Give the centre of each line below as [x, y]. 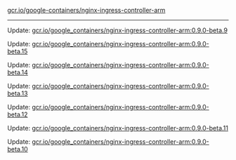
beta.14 [18, 72]
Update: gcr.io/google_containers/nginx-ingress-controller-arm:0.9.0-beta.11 [118, 128]
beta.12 [18, 114]
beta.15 [18, 51]
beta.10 [18, 149]
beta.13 [18, 93]
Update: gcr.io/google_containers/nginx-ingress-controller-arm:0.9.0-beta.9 [118, 30]
